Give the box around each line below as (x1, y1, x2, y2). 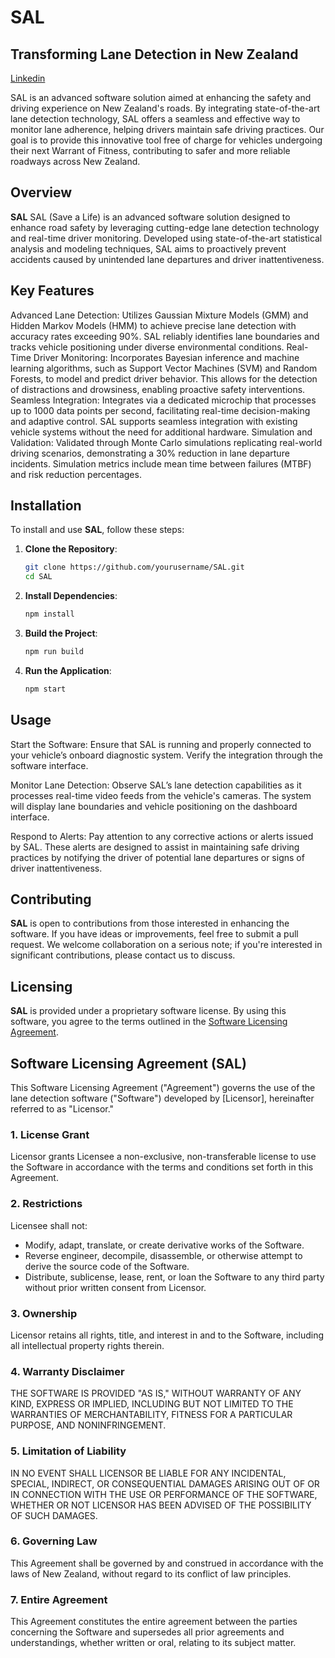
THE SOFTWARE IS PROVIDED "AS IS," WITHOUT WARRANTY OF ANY (10, 1387, 302, 1400)
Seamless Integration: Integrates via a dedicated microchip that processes (10, 394, 317, 406)
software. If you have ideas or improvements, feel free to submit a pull (10, 928, 299, 940)
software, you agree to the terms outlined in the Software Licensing (10, 1016, 288, 1028)
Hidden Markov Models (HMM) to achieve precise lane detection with (10, 319, 297, 331)
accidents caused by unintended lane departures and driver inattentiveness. (10, 253, 325, 265)
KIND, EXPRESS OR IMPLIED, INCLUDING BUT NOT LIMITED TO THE (10, 1398, 294, 1410)
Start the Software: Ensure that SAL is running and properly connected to (10, 738, 312, 750)
